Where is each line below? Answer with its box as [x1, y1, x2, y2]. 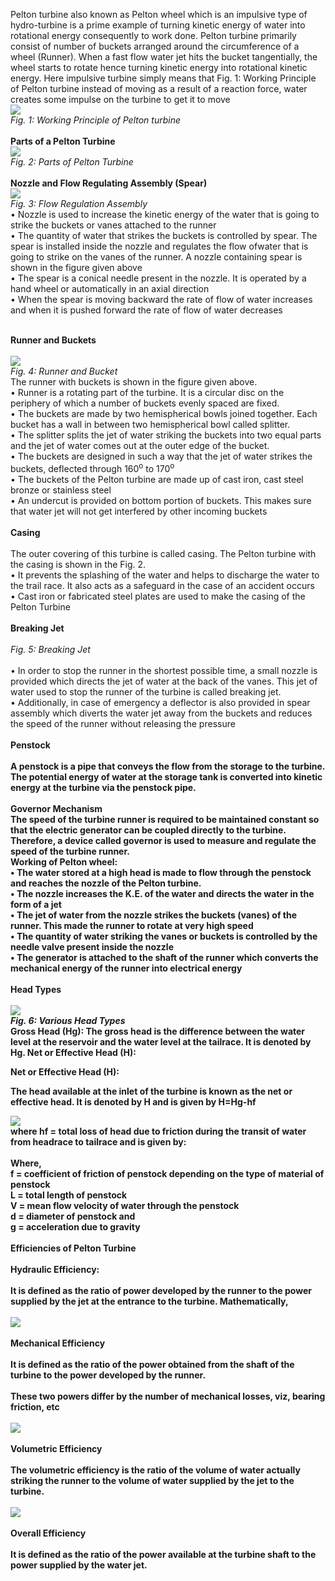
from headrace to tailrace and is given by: [10, 1135, 187, 1148]
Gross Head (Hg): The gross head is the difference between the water [10, 1025, 306, 1037]
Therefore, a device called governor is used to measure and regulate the [10, 834, 317, 846]
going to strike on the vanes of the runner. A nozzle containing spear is [10, 251, 303, 263]
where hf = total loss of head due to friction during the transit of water [10, 1125, 307, 1137]
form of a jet [10, 898, 62, 910]
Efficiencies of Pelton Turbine [10, 1242, 137, 1254]
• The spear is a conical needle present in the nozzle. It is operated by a [10, 272, 307, 284]
